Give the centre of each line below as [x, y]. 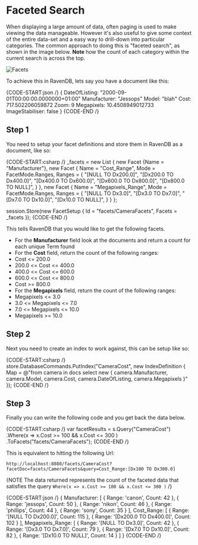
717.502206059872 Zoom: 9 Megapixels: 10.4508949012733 [80, 105]
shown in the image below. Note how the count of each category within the [98, 51]
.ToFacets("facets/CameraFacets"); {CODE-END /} [68, 442]
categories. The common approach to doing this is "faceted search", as [93, 46]
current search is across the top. [46, 58]
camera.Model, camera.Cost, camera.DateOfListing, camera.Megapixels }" [97, 378]
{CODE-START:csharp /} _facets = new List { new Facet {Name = [85, 162]
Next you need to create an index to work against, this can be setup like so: [98, 348]
